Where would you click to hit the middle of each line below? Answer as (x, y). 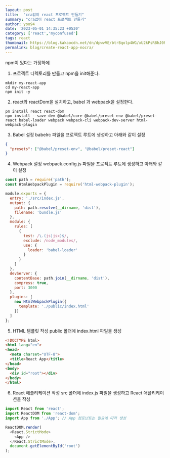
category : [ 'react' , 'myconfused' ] (42, 33)
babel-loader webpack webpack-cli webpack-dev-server (77, 120)
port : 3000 (26, 288)
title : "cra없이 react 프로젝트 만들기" (45, 15)
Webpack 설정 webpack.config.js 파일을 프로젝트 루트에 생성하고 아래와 (85, 164)
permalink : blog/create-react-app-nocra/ (50, 48)
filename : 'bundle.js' (38, 212)
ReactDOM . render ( (24, 427)
